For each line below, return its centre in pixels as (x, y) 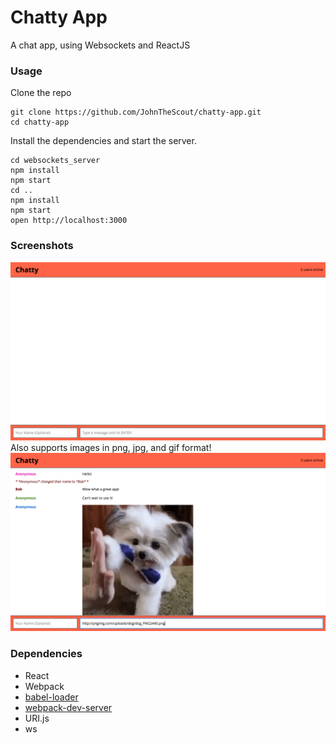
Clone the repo (41, 93)
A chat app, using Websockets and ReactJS (100, 45)
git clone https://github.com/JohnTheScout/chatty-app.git (136, 112)
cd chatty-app (40, 122)
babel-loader (51, 697)
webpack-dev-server (68, 707)
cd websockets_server (55, 161)
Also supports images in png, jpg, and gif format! (111, 447)
